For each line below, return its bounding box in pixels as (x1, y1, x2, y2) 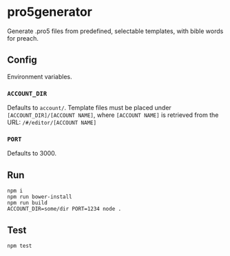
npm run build (7, 200, 48, 206)
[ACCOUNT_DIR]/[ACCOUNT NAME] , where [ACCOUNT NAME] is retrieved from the (7, 111, 219, 119)
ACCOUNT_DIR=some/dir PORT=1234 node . (7, 206, 122, 213)
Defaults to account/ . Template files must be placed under (7, 104, 172, 112)
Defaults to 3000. (7, 149, 57, 158)
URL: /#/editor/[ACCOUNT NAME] (7, 118, 97, 127)
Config (7, 54, 37, 66)
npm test (7, 242, 32, 249)
